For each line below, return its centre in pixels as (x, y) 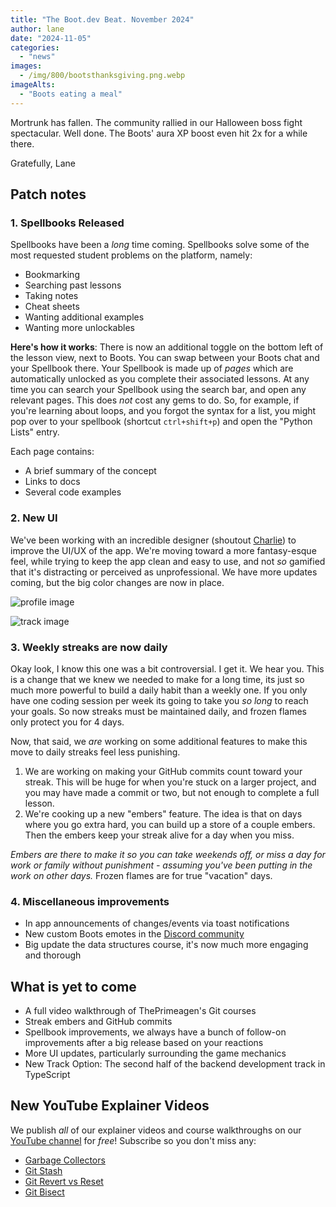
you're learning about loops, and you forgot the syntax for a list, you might (163, 411)
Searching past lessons (73, 285)
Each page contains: (52, 452)
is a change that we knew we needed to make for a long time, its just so (157, 679)
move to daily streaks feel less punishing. (95, 752)
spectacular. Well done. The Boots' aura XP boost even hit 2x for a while (159, 133)
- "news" (37, 57)
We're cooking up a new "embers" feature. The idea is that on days (163, 813)
